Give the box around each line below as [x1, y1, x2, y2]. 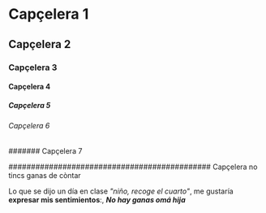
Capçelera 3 [8, 62, 58, 73]
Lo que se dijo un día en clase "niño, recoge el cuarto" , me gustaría [8, 186, 234, 196]
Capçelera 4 [8, 82, 51, 92]
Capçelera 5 [8, 100, 51, 110]
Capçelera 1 [8, 5, 89, 24]
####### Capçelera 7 [8, 146, 83, 155]
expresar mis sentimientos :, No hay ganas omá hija [8, 194, 186, 204]
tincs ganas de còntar [8, 170, 81, 180]
